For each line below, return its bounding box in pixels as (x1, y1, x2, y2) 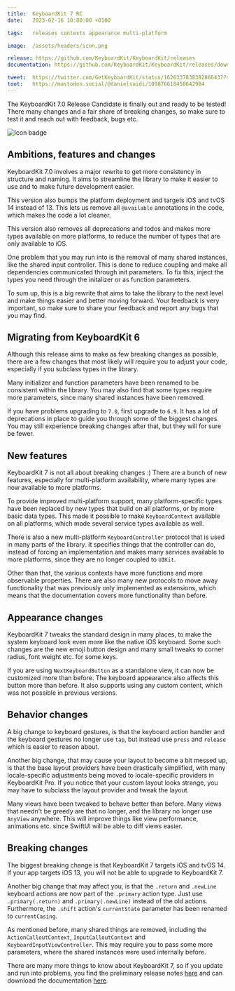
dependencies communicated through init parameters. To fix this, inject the (7, 267, 224, 276)
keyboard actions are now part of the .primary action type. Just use (7, 889, 203, 898)
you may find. (7, 311, 47, 319)
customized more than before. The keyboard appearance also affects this (7, 674, 219, 681)
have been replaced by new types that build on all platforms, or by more (7, 505, 215, 513)
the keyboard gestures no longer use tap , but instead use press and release (7, 735, 226, 743)
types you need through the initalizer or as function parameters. (7, 275, 192, 284)
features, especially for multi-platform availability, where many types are (7, 476, 216, 484)
